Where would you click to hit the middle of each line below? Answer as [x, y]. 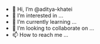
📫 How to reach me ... [40, 35]
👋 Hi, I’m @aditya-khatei [42, 9]
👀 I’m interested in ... [38, 15]
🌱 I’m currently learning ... [44, 22]
